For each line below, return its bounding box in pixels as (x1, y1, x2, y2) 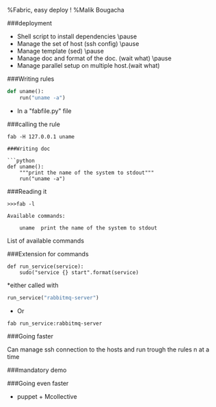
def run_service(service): (7, 263, 84, 270)
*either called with (7, 281, 59, 289)
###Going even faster (7, 379, 69, 387)
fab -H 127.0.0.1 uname (7, 133, 75, 140)
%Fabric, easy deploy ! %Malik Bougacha (7, 6, 124, 14)
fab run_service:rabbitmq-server (7, 320, 103, 327)
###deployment (7, 19, 53, 27)
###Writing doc (7, 145, 51, 152)
